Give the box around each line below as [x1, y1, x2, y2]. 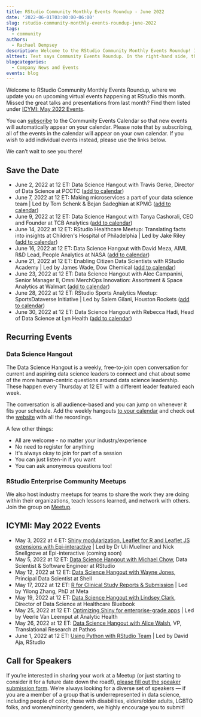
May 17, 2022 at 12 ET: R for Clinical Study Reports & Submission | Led [14, 581, 188, 588]
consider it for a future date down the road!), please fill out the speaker [6, 678, 181, 685]
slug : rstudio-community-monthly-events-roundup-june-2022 [6, 20, 157, 26]
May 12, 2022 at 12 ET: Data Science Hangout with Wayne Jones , [14, 568, 176, 576]
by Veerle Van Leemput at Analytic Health [14, 613, 118, 620]
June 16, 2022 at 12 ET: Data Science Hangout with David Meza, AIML [14, 245, 187, 252]
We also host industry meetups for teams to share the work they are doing [6, 491, 190, 498]
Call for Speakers [6, 656, 72, 666]
